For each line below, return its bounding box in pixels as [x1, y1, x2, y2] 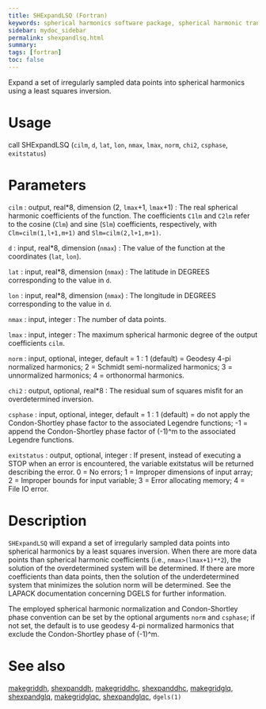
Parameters [8, 176, 87, 194]
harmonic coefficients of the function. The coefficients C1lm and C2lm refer [8, 211, 251, 220]
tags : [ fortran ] [8, 48, 62, 56]
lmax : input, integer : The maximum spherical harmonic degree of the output [8, 330, 258, 339]
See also [8, 657, 66, 675]
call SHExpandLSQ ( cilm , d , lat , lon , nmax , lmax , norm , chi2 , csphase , [8, 140, 228, 149]
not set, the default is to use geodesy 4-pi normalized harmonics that [8, 620, 234, 630]
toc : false [8, 56, 44, 64]
